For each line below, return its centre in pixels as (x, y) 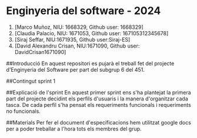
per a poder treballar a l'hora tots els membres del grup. (74, 129)
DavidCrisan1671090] (40, 52)
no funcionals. (24, 111)
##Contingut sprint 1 (31, 81)
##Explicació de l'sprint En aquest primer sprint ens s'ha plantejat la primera (98, 92)
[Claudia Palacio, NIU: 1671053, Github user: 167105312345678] (91, 33)
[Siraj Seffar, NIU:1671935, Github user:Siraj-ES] (72, 39)
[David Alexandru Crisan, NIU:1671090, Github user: (77, 46)
